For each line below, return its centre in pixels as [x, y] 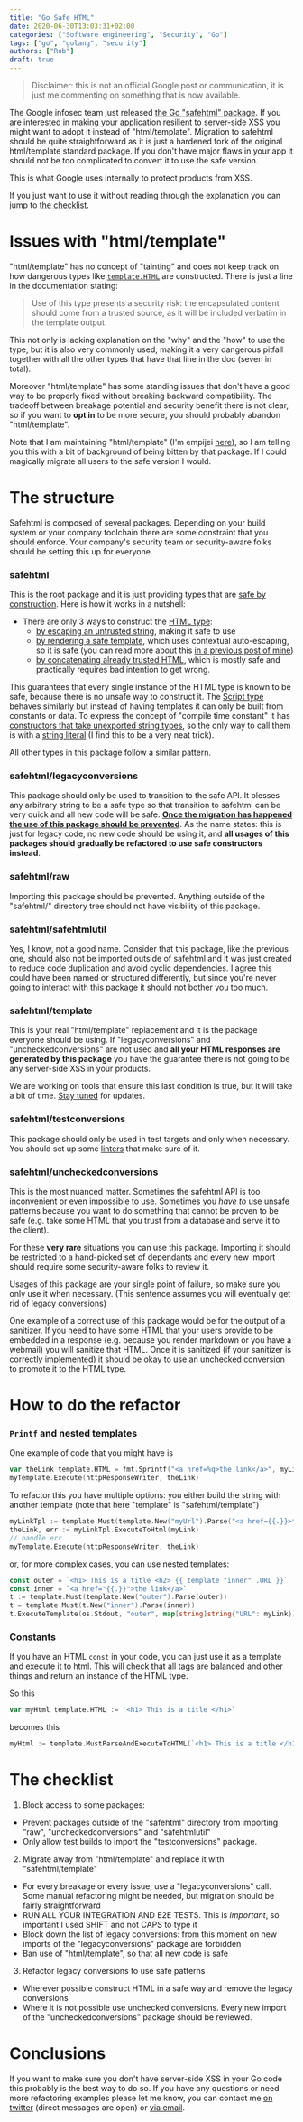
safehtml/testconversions [68, 1119]
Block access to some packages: [84, 1805]
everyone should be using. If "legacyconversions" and [110, 1040]
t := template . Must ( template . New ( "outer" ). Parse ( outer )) [119, 1597]
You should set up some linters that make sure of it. [105, 1149]
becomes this [35, 1727]
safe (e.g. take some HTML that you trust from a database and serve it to [145, 1220]
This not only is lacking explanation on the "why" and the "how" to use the [147, 340]
